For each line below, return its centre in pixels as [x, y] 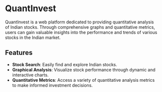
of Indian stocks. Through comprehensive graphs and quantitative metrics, [80, 27]
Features [19, 53]
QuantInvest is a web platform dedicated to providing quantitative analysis [80, 22]
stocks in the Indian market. [33, 37]
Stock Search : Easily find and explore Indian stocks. [64, 64]
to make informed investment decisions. [52, 85]
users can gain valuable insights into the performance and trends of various [81, 32]
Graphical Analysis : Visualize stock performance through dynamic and [84, 70]
